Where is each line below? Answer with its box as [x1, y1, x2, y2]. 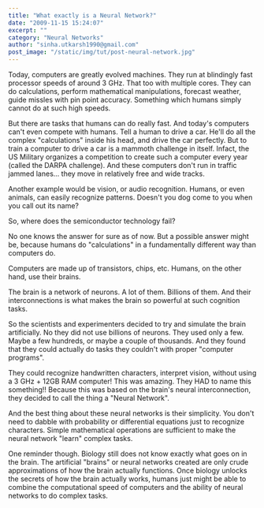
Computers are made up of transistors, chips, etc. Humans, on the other [8, 263, 242, 273]
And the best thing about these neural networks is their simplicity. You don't [8, 409, 255, 418]
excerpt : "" [8, 26, 47, 34]
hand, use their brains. [8, 272, 81, 281]
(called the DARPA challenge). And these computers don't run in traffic [8, 161, 238, 170]
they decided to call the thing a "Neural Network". [8, 394, 169, 402]
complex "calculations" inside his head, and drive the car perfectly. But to [8, 136, 247, 144]
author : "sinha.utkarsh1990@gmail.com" [8, 41, 139, 49]
